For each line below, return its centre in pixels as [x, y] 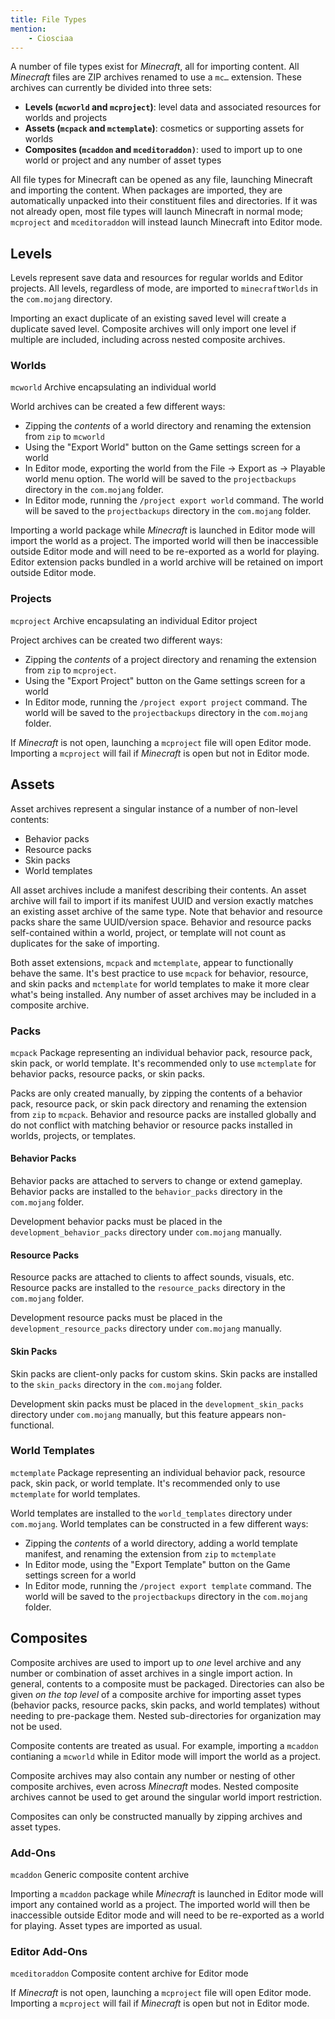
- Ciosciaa [51, 38]
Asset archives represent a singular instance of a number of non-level [154, 808]
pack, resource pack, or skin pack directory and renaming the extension [159, 1103]
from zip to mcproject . [70, 670]
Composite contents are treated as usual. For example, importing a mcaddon [164, 1745]
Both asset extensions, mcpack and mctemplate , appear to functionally [152, 962]
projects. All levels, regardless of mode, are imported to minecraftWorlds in [164, 288]
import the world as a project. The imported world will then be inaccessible [164, 541]
